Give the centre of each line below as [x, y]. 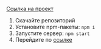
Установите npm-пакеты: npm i [55, 27]
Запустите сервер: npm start [52, 33]
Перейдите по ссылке [44, 40]
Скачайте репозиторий [45, 20]
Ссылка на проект [30, 9]
